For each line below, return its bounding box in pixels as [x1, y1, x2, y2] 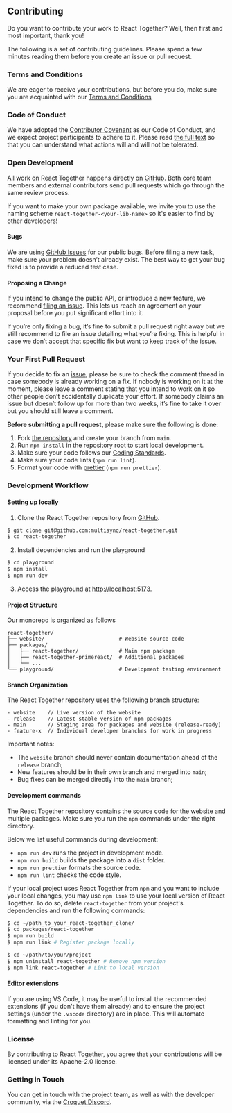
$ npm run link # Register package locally [7, 939, 135, 946]
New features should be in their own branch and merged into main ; [17, 768, 207, 776]
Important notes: [7, 739, 55, 748]
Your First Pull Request [7, 354, 85, 364]
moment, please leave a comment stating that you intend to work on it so [7, 385, 215, 393]
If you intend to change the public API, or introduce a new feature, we [7, 294, 206, 303]
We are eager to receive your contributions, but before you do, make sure [7, 85, 217, 94]
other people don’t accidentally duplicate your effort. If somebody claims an [7, 392, 224, 401]
